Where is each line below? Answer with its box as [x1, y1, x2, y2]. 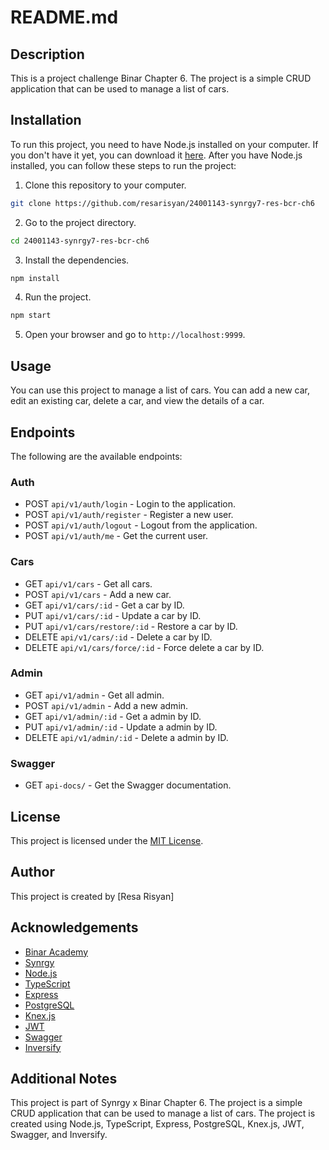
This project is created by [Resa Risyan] [10, 890, 175, 902]
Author [10, 864, 55, 881]
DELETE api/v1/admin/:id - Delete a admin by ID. [24, 731, 229, 743]
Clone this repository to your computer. [24, 179, 187, 191]
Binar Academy [24, 946, 89, 958]
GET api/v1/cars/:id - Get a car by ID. [24, 599, 185, 611]
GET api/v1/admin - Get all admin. [24, 689, 165, 701]
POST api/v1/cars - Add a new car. [24, 588, 172, 600]
